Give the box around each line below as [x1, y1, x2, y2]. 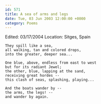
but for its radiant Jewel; [5, 65, 62, 69]
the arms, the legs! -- [5, 90, 53, 95]
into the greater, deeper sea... [5, 52, 73, 57]
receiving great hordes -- [5, 73, 60, 78]
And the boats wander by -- [5, 86, 62, 91]
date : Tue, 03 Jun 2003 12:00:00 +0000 [5, 16, 86, 21]
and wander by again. [5, 94, 49, 100]
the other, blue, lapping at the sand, [5, 69, 86, 74]
